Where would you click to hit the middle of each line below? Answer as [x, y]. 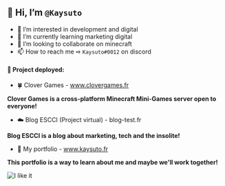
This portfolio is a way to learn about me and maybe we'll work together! [112, 163]
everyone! [22, 106]
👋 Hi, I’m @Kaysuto [45, 13]
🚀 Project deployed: [36, 70]
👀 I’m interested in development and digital [78, 29]
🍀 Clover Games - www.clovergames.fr [73, 85]
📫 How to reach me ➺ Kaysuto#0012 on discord [84, 51]
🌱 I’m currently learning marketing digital [75, 36]
